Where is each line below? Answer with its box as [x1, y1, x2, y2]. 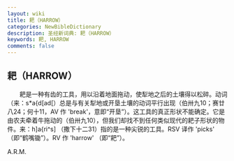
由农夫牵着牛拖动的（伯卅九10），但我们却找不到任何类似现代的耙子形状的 [7, 116, 219, 124]
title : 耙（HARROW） [7, 17, 64, 24]
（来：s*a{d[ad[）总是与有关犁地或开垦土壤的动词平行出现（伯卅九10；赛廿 [7, 98, 225, 107]
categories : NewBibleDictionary [7, 23, 101, 30]
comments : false [7, 43, 54, 49]
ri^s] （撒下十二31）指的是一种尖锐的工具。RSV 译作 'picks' [43, 125, 215, 133]
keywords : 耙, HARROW [7, 36, 69, 43]
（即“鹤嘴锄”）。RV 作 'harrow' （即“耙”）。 [7, 133, 129, 141]
